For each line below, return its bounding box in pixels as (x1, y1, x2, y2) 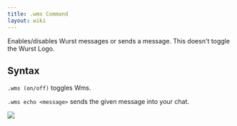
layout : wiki (7, 17, 46, 24)
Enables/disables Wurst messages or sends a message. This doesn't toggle (7, 36, 231, 45)
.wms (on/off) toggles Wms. (7, 83, 91, 93)
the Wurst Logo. (7, 44, 55, 53)
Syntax (7, 65, 40, 77)
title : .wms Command (7, 10, 69, 18)
